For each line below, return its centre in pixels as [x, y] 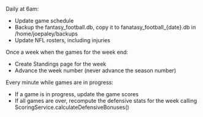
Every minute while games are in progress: [60, 82]
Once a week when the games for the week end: [67, 52]
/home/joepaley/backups [46, 34]
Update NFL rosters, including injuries [63, 40]
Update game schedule [44, 21]
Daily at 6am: [22, 9]
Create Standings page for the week [60, 64]
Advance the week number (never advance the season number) [95, 70]
